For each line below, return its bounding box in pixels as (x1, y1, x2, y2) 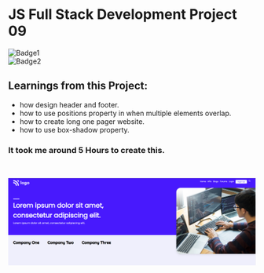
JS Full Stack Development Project (8, 5, 237, 24)
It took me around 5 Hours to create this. (8, 144, 165, 155)
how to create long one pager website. (19, 116, 145, 126)
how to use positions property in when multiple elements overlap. (19, 108, 232, 118)
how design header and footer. (19, 100, 119, 109)
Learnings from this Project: (8, 79, 148, 93)
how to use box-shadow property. (19, 125, 130, 134)
